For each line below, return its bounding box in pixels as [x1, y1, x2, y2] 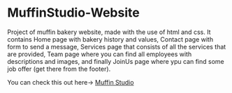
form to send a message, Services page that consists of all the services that [7, 42, 226, 51]
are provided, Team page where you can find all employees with [7, 50, 192, 58]
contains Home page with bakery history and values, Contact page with [7, 35, 214, 43]
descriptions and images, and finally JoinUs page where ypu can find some [7, 57, 225, 65]
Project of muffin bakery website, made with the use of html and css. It [7, 28, 211, 36]
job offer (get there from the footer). [7, 65, 111, 73]
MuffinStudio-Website [7, 5, 140, 21]
